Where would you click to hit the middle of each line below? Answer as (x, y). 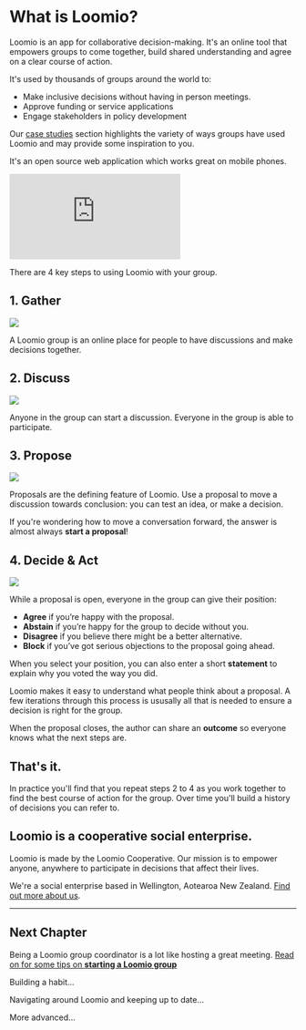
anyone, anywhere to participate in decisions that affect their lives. (134, 868)
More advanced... (42, 1017)
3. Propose (41, 455)
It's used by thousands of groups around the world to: (111, 78)
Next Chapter (48, 933)
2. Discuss (40, 379)
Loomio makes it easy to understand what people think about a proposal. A (150, 691)
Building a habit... (42, 982)
